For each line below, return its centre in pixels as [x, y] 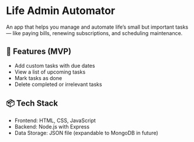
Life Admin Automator [61, 11]
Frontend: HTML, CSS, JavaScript [55, 120]
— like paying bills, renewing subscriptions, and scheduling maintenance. [94, 33]
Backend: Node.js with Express [52, 126]
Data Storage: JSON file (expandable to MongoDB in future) [86, 133]
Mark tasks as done [38, 78]
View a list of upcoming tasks [50, 72]
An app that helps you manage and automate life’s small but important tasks [97, 27]
